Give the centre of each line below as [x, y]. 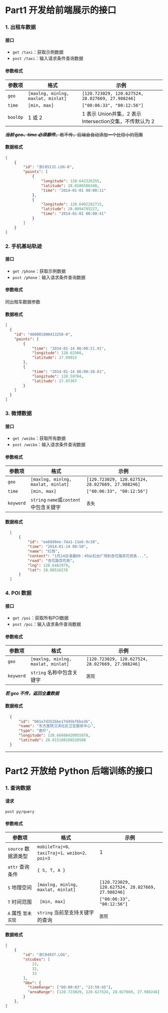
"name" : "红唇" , [43, 551]
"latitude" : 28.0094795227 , [70, 209]
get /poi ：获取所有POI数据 [40, 618]
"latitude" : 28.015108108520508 [52, 740]
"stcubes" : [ [37, 959]
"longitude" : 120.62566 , [58, 353]
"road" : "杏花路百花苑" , [51, 561]
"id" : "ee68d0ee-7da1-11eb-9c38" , [63, 542]
